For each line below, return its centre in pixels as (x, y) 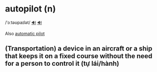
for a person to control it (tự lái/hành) (62, 64)
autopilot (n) (30, 9)
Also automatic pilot (25, 33)
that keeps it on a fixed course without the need (79, 56)
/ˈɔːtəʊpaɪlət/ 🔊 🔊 (24, 22)
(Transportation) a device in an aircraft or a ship (79, 49)
